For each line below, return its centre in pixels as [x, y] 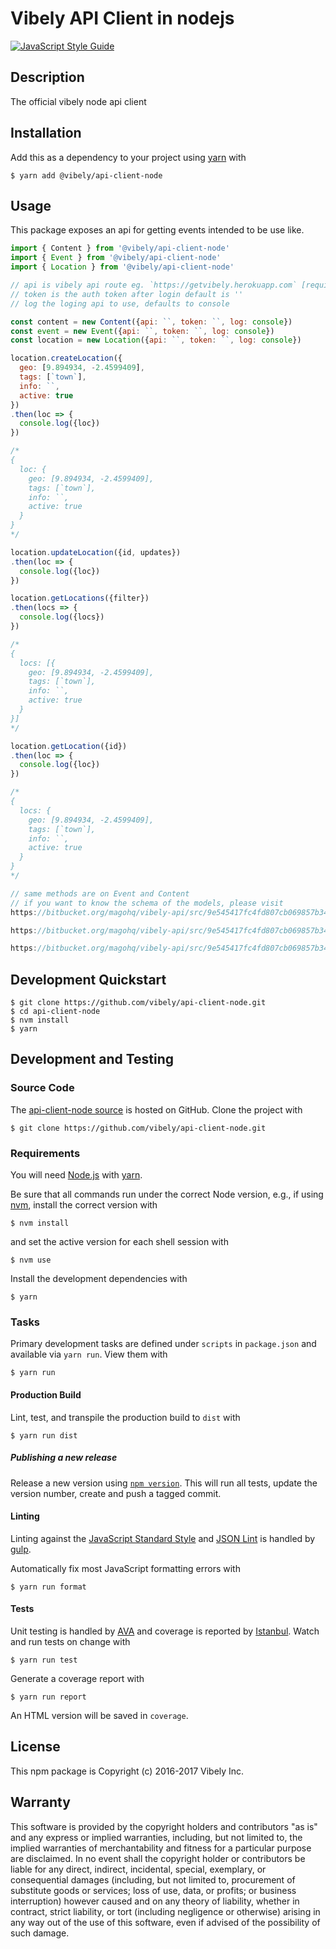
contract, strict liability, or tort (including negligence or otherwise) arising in [165, 1911]
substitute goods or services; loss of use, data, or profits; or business [153, 1890]
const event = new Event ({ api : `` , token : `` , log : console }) [142, 331]
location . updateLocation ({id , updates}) [96, 552]
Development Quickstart [88, 979]
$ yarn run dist [44, 1435]
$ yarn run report [48, 1697]
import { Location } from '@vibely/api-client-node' [122, 267]
